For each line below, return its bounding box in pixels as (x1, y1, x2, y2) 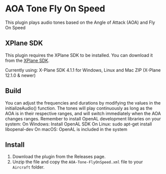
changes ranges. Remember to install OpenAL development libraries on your (5, 116, 161, 121)
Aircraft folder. (12, 164, 45, 170)
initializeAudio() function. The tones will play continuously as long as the (5, 105, 153, 111)
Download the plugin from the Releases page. (12, 154, 106, 160)
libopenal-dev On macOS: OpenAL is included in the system (5, 126, 127, 132)
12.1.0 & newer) (5, 72, 36, 78)
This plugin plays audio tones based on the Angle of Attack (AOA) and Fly (5, 19, 155, 25)
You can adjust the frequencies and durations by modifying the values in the (5, 100, 161, 106)
